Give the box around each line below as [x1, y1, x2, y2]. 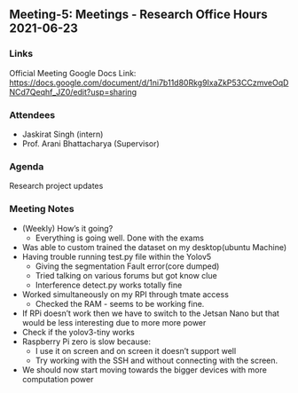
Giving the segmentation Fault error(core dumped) [35, 261, 220, 271]
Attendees [9, 108, 56, 121]
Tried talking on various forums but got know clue [35, 270, 217, 280]
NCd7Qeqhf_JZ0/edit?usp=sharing [9, 86, 137, 97]
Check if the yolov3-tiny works [21, 326, 136, 337]
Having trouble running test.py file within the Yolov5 [21, 251, 212, 262]
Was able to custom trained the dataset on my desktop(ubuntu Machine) [21, 241, 287, 252]
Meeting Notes [9, 203, 74, 216]
